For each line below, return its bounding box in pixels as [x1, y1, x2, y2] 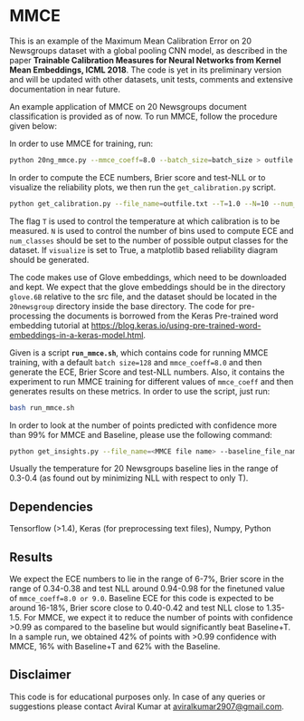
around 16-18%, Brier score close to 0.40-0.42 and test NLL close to [9, 602, 264, 613]
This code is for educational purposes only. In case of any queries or [9, 691, 266, 702]
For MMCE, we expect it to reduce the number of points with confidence [24, 612, 294, 623]
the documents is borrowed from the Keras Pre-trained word [52, 310, 279, 321]
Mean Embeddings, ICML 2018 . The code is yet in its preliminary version [9, 64, 282, 75]
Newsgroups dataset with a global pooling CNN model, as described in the [9, 44, 288, 55]
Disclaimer [9, 667, 71, 683]
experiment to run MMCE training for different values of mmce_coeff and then [9, 375, 294, 386]
